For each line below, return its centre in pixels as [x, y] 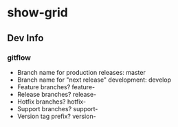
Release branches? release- [57, 94]
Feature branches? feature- [56, 86]
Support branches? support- [57, 108]
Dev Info [25, 38]
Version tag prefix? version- [56, 116]
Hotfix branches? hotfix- [52, 102]
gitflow [19, 58]
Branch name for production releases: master [81, 72]
